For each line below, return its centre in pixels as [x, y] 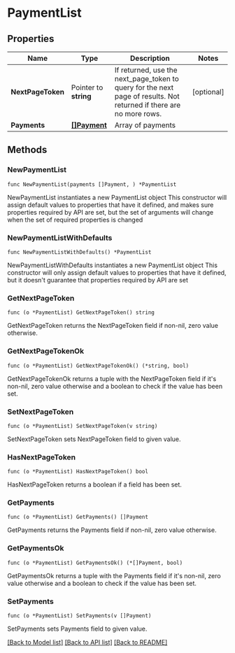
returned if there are [147, 105]
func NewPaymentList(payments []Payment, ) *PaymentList [92, 184]
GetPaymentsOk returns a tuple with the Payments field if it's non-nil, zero [114, 575]
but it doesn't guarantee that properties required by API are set [98, 280]
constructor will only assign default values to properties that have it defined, [117, 272]
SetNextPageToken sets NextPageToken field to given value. [94, 439]
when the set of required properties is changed [75, 220]
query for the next [144, 87]
